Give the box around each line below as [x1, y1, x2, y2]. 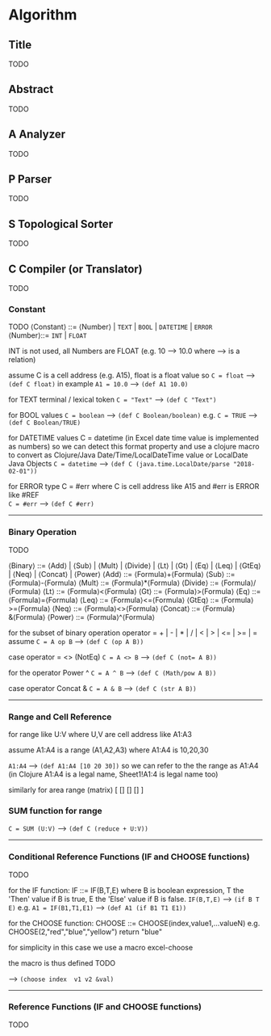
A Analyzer [8, 128, 66, 141]
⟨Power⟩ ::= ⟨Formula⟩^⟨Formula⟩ [47, 612, 156, 621]
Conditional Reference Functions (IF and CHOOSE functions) [8, 851, 250, 862]
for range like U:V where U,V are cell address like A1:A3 [8, 729, 192, 739]
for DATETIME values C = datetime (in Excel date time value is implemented [8, 433, 260, 443]
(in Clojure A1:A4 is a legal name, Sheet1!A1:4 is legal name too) [8, 769, 219, 779]
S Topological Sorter [8, 217, 114, 231]
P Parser [8, 172, 52, 187]
